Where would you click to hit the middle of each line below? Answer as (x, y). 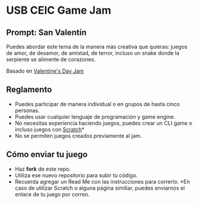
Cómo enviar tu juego (47, 155)
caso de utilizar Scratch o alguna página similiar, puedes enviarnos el (100, 188)
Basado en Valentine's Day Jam (45, 71)
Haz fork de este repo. (43, 169)
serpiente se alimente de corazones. (51, 59)
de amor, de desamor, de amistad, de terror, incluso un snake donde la (93, 53)
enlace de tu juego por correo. (52, 194)
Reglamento (29, 90)
